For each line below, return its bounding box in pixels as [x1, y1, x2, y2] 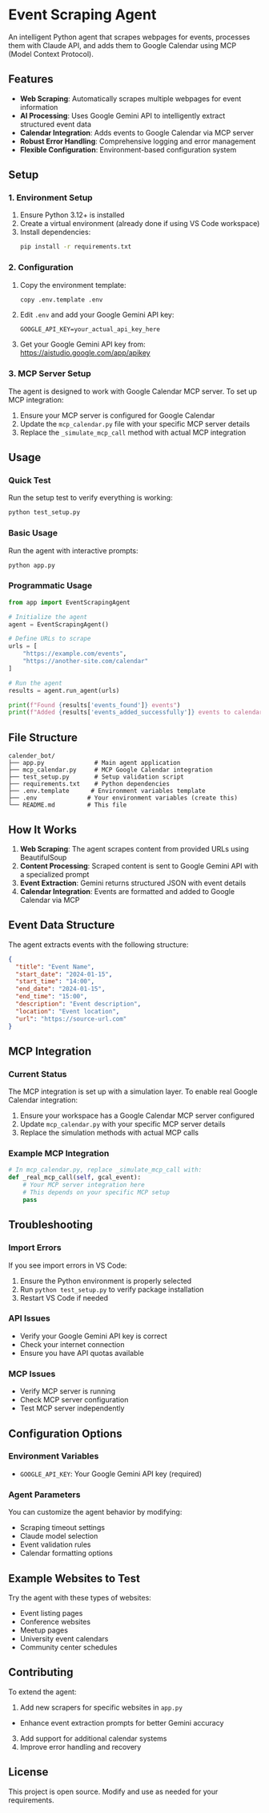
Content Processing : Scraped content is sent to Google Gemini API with [19, 860, 259, 871]
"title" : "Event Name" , [15, 962, 94, 971]
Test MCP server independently [19, 1403, 125, 1413]
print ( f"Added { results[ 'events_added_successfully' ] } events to [8, 708, 231, 717]
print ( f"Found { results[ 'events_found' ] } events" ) [8, 701, 181, 709]
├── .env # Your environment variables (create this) [8, 794, 239, 803]
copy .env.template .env [19, 295, 103, 304]
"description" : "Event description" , [15, 1000, 142, 1008]
